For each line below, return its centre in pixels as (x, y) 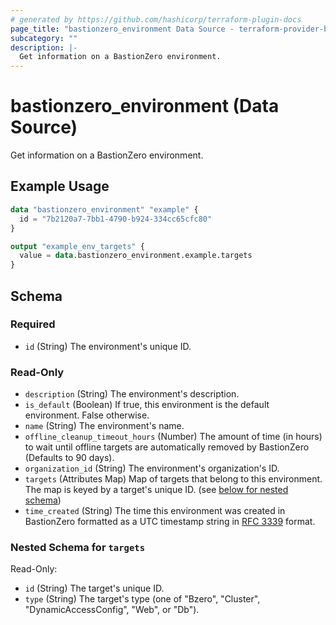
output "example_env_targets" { (77, 246)
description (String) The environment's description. (132, 394)
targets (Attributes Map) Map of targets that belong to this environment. (173, 479)
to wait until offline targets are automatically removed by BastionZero (167, 447)
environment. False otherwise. (87, 415)
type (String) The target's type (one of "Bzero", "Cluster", (142, 599)
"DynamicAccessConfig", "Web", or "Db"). (112, 610)
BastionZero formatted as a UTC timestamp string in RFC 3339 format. (170, 522)
